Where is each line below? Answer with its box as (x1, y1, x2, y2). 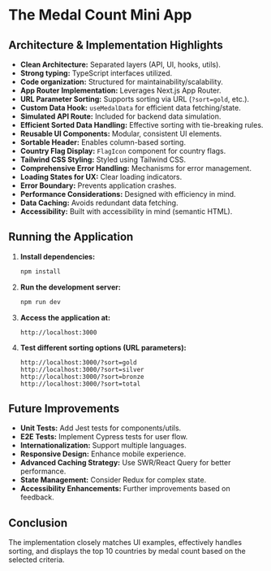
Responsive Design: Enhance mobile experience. (19, 449, 187, 459)
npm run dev (19, 298, 61, 306)
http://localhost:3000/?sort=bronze (19, 373, 144, 381)
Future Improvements (8, 401, 120, 416)
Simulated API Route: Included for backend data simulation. (19, 111, 222, 121)
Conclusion (8, 516, 68, 530)
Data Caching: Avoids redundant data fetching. (19, 198, 179, 207)
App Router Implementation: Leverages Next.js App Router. (19, 85, 222, 95)
